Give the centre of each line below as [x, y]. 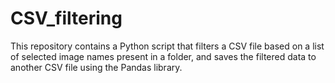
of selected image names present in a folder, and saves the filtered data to [163, 56]
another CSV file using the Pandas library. [96, 67]
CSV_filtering [66, 18]
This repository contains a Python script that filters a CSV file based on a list [167, 46]
